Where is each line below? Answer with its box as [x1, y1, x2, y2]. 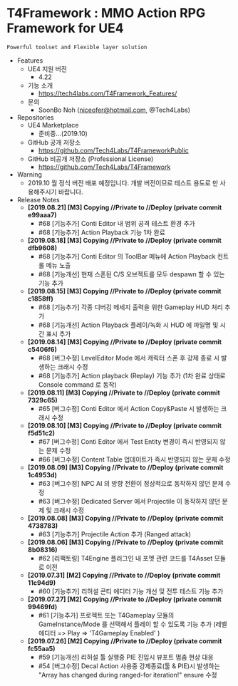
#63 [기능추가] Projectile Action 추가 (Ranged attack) [38, 529, 192, 539]
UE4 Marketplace [27, 120, 79, 129]
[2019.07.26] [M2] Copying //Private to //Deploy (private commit [27, 636, 222, 645]
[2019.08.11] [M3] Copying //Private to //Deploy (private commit [27, 388, 220, 397]
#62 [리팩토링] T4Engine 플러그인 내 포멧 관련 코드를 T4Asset [38, 554, 213, 562]
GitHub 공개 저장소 [27, 137, 81, 147]
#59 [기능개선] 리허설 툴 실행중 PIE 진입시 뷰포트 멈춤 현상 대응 [38, 653, 214, 661]
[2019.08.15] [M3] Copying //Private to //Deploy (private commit [27, 286, 222, 295]
